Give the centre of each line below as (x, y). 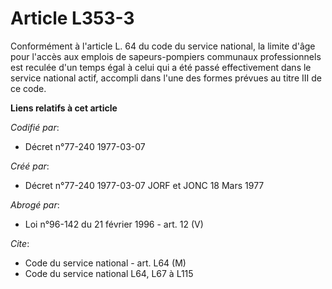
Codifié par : (35, 127)
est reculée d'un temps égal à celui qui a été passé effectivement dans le (161, 67)
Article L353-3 (72, 18)
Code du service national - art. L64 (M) (105, 263)
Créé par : (30, 166)
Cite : (20, 243)
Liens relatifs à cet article (64, 108)
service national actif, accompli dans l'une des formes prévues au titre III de (166, 78)
